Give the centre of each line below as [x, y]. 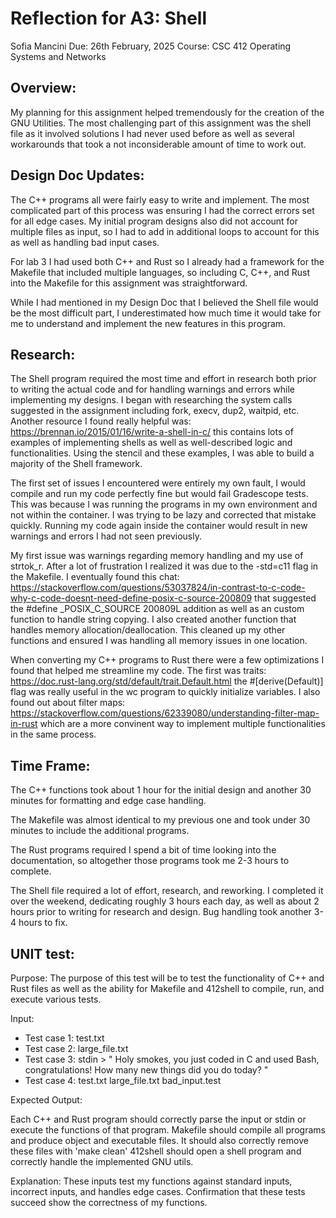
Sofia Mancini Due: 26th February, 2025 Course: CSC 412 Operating [151, 46]
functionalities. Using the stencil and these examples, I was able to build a [162, 453]
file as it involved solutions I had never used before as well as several [152, 133]
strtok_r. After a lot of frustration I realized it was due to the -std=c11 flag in [164, 566]
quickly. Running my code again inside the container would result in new [159, 526]
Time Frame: [50, 765]
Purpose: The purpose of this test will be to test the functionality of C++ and [167, 978]
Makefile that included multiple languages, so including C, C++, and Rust [160, 272]
